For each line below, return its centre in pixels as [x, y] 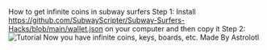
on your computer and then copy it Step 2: [175, 29]
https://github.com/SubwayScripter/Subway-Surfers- [97, 20]
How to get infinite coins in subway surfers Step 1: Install [102, 12]
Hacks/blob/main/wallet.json [56, 29]
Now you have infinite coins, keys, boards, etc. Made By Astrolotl [151, 37]
